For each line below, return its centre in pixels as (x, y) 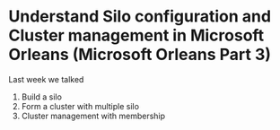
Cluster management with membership (93, 116)
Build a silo (41, 97)
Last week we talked (46, 79)
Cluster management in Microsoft (136, 35)
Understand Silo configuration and (140, 17)
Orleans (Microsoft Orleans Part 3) (140, 55)
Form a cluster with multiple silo (80, 106)
